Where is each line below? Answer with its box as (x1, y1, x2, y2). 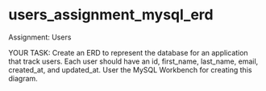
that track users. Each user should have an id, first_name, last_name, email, (8, 56, 259, 66)
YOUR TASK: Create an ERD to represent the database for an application (8, 48, 248, 57)
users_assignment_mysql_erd (8, 6, 214, 24)
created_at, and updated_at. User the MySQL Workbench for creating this (8, 64, 252, 74)
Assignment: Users (8, 32, 72, 42)
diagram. (8, 73, 38, 83)
